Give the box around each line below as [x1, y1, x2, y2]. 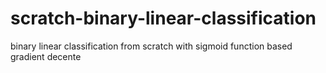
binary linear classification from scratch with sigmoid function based [10, 40, 293, 52]
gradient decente [10, 50, 82, 62]
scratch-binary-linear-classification [10, 7, 317, 30]
